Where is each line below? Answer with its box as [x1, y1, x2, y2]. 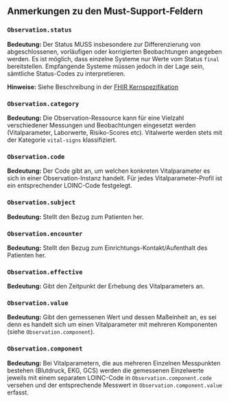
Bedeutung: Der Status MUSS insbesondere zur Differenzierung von [7, 40, 201, 48]
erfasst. [7, 388, 29, 396]
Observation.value [7, 299, 69, 307]
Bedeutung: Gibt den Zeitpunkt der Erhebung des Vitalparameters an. [7, 282, 205, 290]
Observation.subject [7, 199, 76, 207]
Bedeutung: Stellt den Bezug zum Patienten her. [7, 213, 144, 221]
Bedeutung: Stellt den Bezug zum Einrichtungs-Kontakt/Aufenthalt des [7, 244, 208, 252]
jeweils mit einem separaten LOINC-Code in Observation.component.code [7, 373, 213, 381]
